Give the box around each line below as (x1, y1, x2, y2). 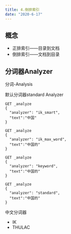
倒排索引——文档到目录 (12, 51, 60, 57)
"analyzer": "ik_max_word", (9, 137, 67, 142)
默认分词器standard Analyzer (5, 92, 64, 98)
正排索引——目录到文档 (12, 45, 60, 51)
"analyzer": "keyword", (9, 164, 58, 169)
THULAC (12, 225, 30, 231)
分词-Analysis (5, 81, 33, 87)
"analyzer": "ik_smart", (9, 110, 60, 115)
